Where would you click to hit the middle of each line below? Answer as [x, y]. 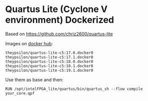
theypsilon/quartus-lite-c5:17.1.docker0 [49, 57]
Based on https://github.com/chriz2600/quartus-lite [59, 34]
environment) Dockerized [60, 20]
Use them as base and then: [34, 79]
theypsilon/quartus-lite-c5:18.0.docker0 [49, 61]
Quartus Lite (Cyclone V [56, 9]
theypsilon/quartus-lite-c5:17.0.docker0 [49, 53]
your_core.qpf [20, 93]
